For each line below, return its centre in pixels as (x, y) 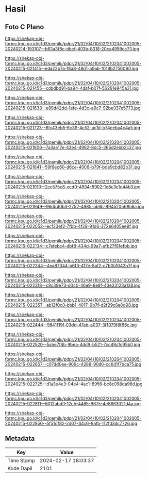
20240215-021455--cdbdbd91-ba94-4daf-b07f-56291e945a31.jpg (72, 88)
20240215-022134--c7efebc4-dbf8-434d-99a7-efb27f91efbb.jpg (71, 246)
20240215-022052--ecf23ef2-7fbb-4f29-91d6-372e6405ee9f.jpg (72, 226)
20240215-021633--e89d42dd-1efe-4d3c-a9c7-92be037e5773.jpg (73, 108)
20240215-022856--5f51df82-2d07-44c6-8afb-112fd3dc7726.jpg (71, 423)
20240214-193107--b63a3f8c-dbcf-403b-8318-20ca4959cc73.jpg (72, 49)
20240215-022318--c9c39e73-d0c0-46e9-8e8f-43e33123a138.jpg (73, 285)
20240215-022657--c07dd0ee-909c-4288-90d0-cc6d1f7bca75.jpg (73, 364)
